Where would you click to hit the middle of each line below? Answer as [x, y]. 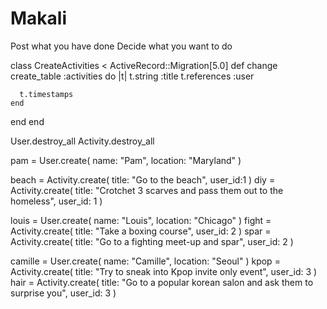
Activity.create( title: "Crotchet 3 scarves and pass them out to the [147, 190]
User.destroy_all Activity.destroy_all [82, 141]
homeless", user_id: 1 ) [56, 201]
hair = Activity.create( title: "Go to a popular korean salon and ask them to [162, 282]
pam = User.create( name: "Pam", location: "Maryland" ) [126, 160]
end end [27, 121]
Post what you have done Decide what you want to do [121, 46]
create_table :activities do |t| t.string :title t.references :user [132, 76]
